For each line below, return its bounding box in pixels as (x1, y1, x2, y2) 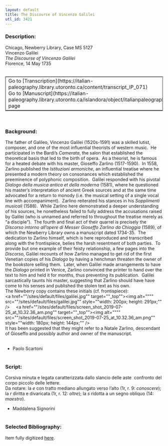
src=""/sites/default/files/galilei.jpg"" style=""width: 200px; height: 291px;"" (5, 298, 162, 304)
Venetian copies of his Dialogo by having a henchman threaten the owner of (5, 256, 162, 262)
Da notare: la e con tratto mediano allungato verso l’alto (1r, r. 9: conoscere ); (5, 385, 161, 391)
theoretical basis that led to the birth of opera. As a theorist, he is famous (5, 155, 157, 161)
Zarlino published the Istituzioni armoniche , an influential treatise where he (5, 165, 159, 171)
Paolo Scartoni (12, 345, 43, 351)
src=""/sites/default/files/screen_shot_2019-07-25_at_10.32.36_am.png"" (5, 314, 155, 320)
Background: (5, 128, 37, 135)
